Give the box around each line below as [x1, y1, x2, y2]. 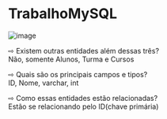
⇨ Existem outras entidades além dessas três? [8, 46, 160, 55]
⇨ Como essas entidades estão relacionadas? [8, 93, 158, 102]
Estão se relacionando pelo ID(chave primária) [8, 102, 159, 111]
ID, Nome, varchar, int [8, 78, 79, 87]
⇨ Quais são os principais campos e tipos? [8, 69, 148, 79]
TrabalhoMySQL [8, 5, 117, 23]
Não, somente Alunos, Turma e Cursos [8, 54, 135, 64]
